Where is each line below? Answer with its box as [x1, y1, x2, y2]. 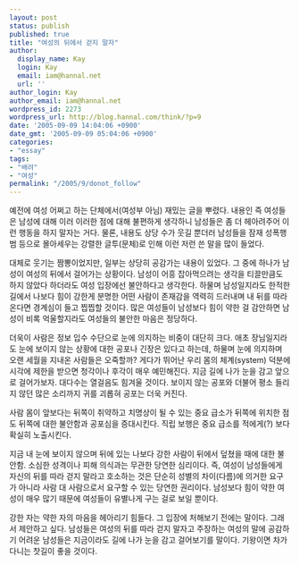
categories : [9, 138, 54, 147]
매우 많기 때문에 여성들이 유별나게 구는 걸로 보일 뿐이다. [25, 493, 219, 504]
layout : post [9, 13, 58, 22]
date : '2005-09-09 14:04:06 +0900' [9, 122, 142, 131]
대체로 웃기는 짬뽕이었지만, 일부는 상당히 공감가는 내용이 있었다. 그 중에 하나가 [9, 257, 281, 268]
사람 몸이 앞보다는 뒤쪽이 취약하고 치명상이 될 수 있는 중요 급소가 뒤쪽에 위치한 [9, 408, 281, 418]
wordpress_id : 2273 [9, 105, 82, 114]
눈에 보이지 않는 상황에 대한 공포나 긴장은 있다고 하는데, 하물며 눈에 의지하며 [18, 343, 283, 354]
